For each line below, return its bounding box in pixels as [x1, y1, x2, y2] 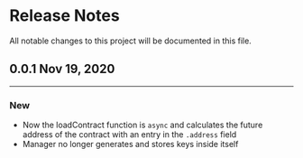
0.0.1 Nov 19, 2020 [9, 61, 115, 77]
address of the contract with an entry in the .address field [22, 129, 237, 140]
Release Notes [9, 5, 120, 26]
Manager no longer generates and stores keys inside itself [22, 139, 239, 150]
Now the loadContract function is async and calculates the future [22, 119, 263, 131]
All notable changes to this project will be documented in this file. [9, 35, 252, 46]
